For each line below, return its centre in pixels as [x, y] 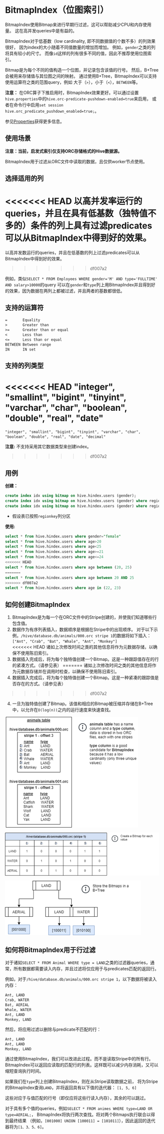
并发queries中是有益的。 [52, 30]
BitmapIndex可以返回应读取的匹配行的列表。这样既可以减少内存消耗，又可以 [82, 1065]
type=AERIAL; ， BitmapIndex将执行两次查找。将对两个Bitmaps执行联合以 [78, 1115]
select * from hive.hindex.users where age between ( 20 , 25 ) [69, 567]
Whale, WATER [18, 1010]
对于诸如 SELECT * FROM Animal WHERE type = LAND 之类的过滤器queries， [78, 963]
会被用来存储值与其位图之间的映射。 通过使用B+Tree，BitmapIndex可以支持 [81, 76]
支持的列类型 [24, 366]
